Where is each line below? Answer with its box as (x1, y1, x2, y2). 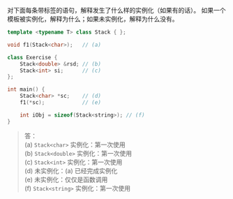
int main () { (7, 86, 45, 93)
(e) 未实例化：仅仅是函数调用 (24, 175, 108, 184)
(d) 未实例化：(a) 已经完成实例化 (24, 166, 118, 175)
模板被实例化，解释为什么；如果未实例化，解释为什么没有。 (7, 15, 179, 23)
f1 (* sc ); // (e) (20, 99, 101, 106)
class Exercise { (7, 54, 58, 61)
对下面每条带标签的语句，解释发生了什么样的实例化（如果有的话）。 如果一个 (7, 6, 226, 14)
